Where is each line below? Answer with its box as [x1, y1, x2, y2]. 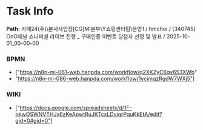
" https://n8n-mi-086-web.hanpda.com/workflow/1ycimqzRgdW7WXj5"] [15, 75, 195, 83]
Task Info [6, 4, 54, 18]
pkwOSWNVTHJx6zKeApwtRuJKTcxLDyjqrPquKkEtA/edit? [15, 111, 162, 118]
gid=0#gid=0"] [15, 117, 53, 124]
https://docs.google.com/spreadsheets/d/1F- [19, 104, 132, 111]
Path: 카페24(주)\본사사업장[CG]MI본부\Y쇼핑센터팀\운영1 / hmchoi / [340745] [6, 25, 196, 32]
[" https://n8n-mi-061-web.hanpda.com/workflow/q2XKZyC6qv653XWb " [15, 69, 198, 76]
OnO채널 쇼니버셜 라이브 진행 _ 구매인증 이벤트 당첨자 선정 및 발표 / [6, 32, 165, 40]
